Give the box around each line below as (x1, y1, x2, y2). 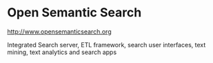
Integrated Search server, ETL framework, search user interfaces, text (7, 40, 206, 49)
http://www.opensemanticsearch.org (7, 27, 112, 36)
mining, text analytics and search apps (7, 48, 117, 56)
